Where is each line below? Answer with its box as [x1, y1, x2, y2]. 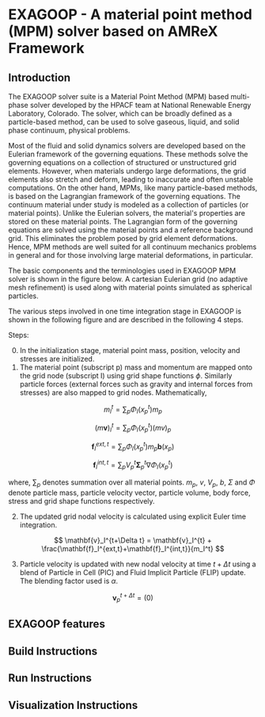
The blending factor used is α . [19, 576, 119, 585]
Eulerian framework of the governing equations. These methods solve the [8, 149, 248, 159]
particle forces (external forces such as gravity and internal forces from [19, 379, 253, 389]
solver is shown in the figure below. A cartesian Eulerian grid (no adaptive [8, 274, 248, 283]
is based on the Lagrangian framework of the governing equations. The [8, 192, 241, 201]
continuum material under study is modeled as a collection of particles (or [8, 200, 249, 209]
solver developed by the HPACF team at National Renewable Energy [30, 101, 252, 109]
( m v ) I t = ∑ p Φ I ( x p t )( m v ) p [94, 422, 172, 434]
